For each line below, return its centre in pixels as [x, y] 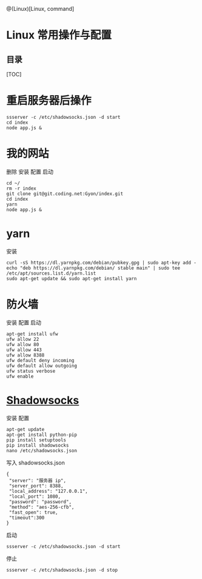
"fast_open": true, [34, 512]
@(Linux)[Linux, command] [40, 9]
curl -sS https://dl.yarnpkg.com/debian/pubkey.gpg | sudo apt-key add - [102, 263]
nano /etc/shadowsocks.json [42, 450]
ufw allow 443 [24, 350]
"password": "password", [40, 502]
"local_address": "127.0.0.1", [48, 491]
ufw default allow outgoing [42, 366]
